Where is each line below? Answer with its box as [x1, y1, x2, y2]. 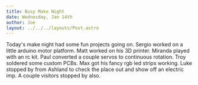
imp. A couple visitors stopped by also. [6, 72, 101, 79]
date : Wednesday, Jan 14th [6, 14, 73, 20]
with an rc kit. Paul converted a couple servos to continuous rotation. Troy [6, 53, 186, 60]
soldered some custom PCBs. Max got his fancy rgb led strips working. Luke [6, 60, 192, 67]
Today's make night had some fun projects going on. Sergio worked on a [6, 41, 183, 48]
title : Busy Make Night [6, 8, 65, 15]
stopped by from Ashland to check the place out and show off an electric [6, 66, 184, 73]
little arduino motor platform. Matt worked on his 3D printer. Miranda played [6, 47, 190, 55]
